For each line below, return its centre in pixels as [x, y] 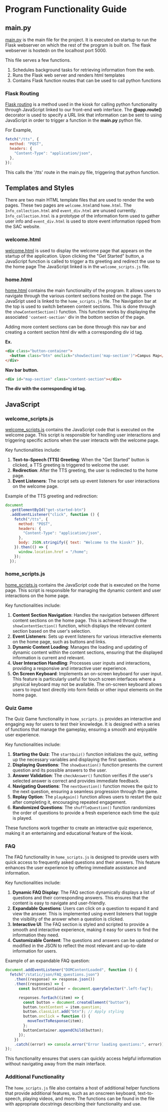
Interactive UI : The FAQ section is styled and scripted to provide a [80, 924]
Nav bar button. [22, 370]
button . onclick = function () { [57, 1016]
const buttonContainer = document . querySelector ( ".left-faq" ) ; [86, 989]
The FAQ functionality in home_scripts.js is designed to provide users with [82, 857]
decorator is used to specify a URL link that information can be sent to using [83, 115]
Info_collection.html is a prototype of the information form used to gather [82, 216]
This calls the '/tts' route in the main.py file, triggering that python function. [82, 172]
